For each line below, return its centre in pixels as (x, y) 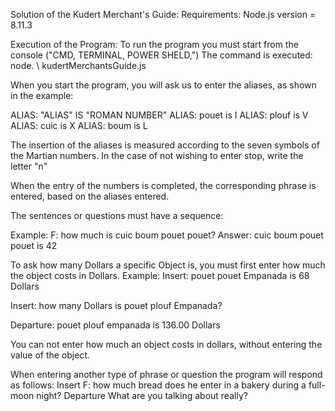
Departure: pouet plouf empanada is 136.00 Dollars (115, 325)
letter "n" (29, 166)
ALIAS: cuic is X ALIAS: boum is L (79, 125)
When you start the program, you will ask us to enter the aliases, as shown (163, 85)
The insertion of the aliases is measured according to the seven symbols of (165, 145)
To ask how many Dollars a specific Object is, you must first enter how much (168, 265)
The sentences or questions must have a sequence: (117, 215)
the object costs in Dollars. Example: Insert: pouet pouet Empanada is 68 (160, 275)
